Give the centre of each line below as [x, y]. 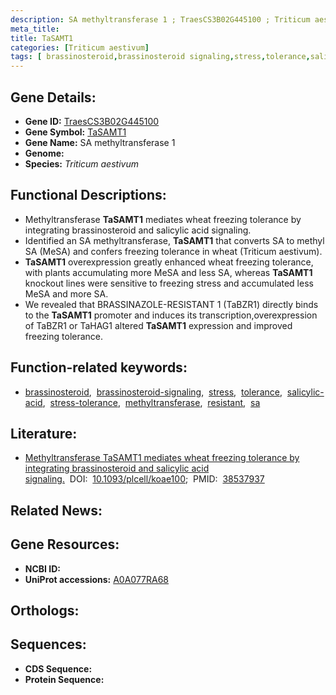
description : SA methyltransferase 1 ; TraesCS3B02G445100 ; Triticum [160, 19]
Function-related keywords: [99, 367]
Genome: [44, 153]
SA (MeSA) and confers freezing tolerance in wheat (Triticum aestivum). [173, 251]
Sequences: [48, 644]
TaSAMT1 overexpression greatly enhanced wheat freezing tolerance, [169, 262]
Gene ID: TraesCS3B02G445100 [92, 121]
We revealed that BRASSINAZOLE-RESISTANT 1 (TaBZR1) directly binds [171, 304]
